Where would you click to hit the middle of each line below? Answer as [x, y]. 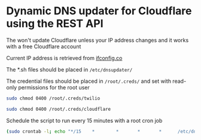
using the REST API [55, 24]
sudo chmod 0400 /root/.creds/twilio [53, 98]
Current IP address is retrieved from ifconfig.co [64, 58]
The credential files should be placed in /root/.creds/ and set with [89, 81]
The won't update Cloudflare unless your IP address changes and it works [98, 40]
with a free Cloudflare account [44, 46]
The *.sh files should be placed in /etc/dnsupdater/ [69, 69]
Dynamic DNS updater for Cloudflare [99, 11]
